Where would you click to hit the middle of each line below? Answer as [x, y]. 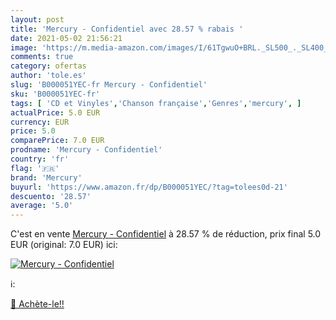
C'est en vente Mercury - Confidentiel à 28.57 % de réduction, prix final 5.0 [166, 234]
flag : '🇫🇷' [35, 168]
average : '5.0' [42, 206]
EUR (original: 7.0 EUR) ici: [64, 245]
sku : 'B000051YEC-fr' [55, 94]
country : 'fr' [40, 159]
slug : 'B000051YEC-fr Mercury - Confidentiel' [109, 85]
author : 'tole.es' [48, 76]
